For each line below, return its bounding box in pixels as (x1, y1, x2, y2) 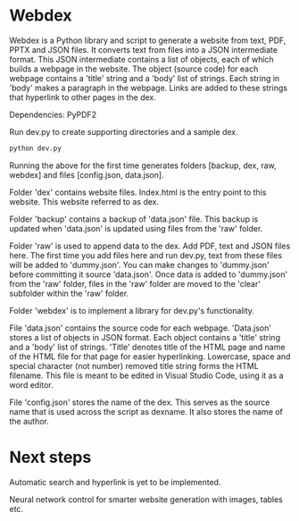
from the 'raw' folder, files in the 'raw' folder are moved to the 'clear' (9, 278, 262, 289)
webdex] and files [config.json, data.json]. (9, 169, 164, 180)
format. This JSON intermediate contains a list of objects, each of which (9, 54, 274, 64)
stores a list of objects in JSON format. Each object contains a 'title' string (9, 332, 281, 342)
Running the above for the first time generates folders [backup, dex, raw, (9, 160, 277, 171)
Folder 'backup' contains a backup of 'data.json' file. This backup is (9, 214, 259, 224)
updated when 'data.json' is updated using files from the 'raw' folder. (9, 223, 263, 233)
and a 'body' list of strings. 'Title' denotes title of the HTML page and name (9, 341, 286, 352)
